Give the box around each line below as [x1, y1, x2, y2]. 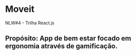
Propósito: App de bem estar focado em [5, 34, 132, 43]
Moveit [5, 3, 35, 15]
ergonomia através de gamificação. [5, 42, 118, 51]
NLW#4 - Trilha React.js [5, 20, 55, 26]
